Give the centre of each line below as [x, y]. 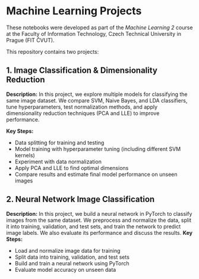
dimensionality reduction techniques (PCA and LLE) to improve [83, 113]
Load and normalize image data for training [67, 250]
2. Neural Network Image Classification [80, 199]
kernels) [25, 155]
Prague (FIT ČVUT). [30, 40]
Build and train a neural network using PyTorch [72, 263]
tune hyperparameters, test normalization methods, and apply [82, 107]
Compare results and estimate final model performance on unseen [96, 174]
